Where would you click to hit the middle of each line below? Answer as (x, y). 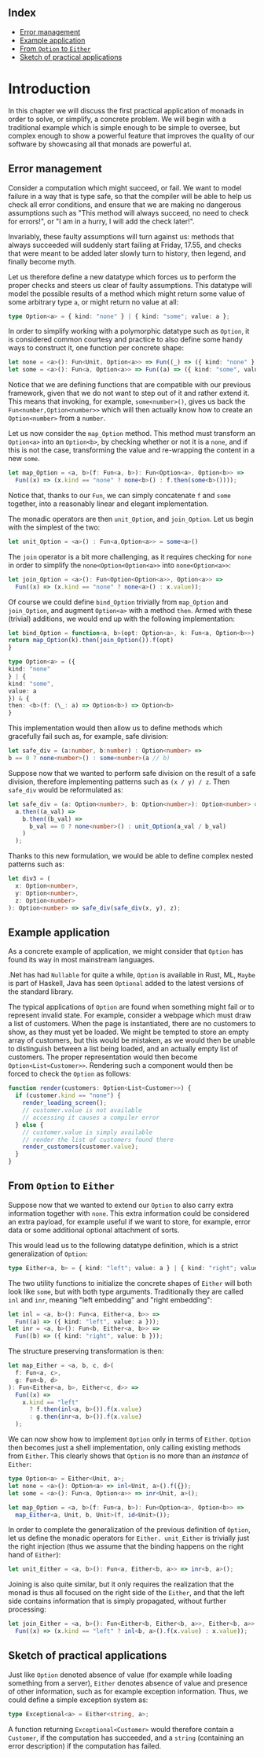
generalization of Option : (48, 1254)
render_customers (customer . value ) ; (81, 1147)
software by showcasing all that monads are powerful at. (100, 144)
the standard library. (41, 992)
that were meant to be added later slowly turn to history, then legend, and (127, 253)
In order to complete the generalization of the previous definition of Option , (129, 1530)
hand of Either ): (35, 1555)
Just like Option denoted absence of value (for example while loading (120, 1675)
